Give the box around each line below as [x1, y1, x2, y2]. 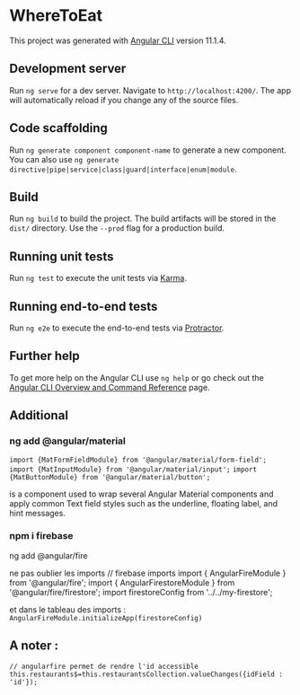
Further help [9, 348, 81, 364]
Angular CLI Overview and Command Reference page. [9, 382, 210, 392]
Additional [9, 408, 69, 423]
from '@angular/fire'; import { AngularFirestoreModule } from [9, 576, 235, 588]
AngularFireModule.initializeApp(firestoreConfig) [9, 613, 203, 622]
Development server [9, 61, 127, 76]
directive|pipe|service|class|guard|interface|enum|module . [9, 163, 237, 174]
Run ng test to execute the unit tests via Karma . [9, 273, 187, 284]
